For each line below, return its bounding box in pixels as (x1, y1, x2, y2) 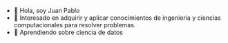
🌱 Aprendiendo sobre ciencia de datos (13, 28, 123, 36)
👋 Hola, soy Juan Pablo (13, 7, 80, 14)
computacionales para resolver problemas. (13, 21, 136, 29)
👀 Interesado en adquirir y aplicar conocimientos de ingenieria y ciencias (13, 14, 221, 22)
